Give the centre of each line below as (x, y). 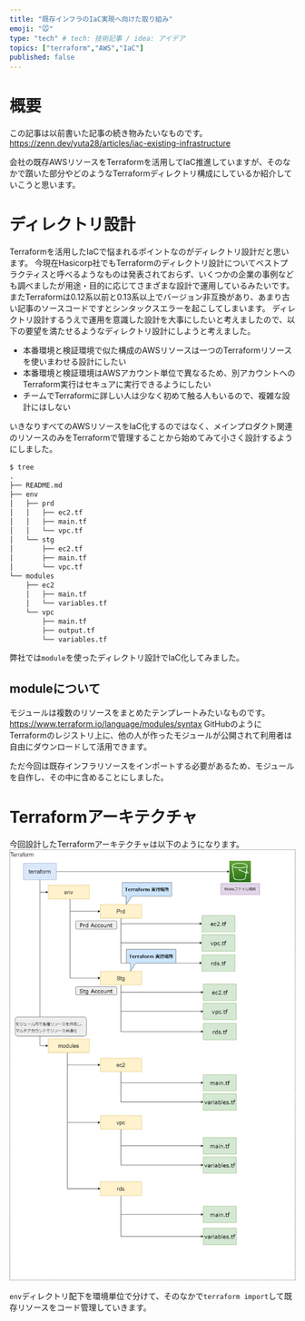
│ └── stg (32, 540)
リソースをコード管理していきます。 (84, 1307)
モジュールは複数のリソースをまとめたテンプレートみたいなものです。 (140, 712)
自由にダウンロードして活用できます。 (81, 746)
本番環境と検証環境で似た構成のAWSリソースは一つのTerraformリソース (157, 350)
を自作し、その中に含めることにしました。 (89, 777)
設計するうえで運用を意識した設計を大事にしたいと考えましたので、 (160, 319)
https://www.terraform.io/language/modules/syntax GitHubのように (136, 724)
